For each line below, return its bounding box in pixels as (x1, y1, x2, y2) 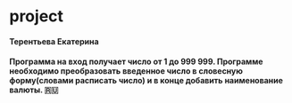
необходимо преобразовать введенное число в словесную (9, 66, 244, 76)
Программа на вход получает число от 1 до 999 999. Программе (9, 56, 263, 67)
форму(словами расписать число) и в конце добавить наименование (9, 75, 284, 86)
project (9, 6, 64, 27)
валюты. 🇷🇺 (9, 84, 59, 95)
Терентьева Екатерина (9, 36, 100, 46)
